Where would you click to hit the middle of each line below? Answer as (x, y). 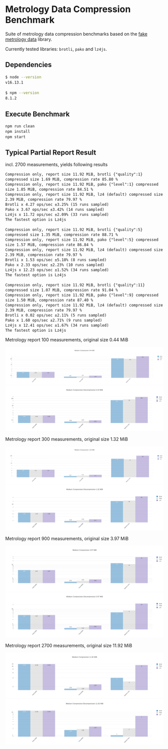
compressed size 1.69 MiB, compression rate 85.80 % (62, 180)
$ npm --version (22, 93)
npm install (18, 131)
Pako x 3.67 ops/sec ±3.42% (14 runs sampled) (55, 210)
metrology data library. (29, 39)
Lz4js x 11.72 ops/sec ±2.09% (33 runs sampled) (57, 215)
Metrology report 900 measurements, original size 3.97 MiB (67, 538)
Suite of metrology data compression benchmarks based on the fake (76, 34)
